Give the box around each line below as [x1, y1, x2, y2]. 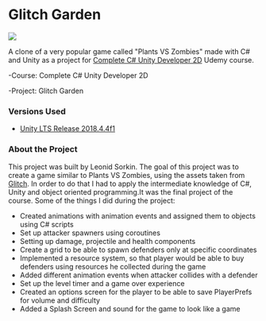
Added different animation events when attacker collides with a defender [19, 270, 258, 280]
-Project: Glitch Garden [8, 86, 84, 95]
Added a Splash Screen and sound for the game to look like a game [19, 304, 241, 313]
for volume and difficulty [19, 296, 101, 305]
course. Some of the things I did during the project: [8, 195, 175, 205]
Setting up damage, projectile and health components [19, 236, 196, 246]
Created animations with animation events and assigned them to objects [19, 211, 256, 220]
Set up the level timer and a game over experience [19, 278, 185, 288]
